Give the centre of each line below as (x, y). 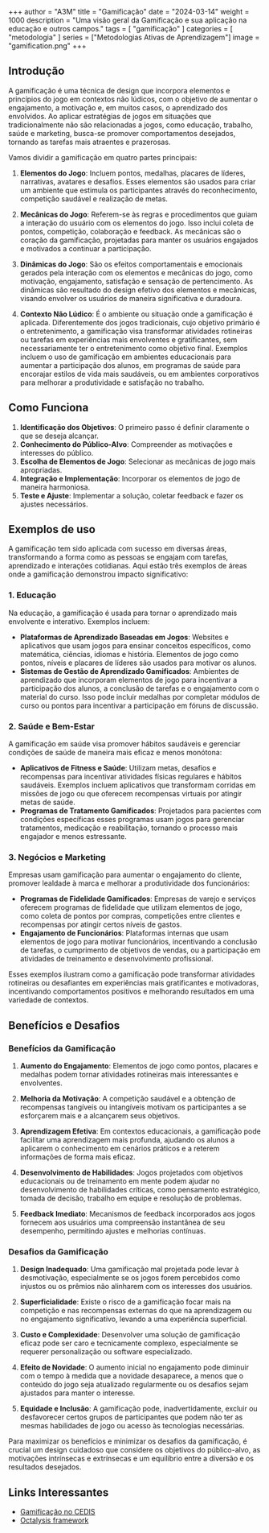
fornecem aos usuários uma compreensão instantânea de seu (122, 1222)
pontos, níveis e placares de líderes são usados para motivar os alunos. (138, 663)
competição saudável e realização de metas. (94, 198)
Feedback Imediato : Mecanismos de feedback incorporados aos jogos (137, 1214)
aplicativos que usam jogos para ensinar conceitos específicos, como (135, 645)
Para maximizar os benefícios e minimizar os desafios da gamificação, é (128, 1441)
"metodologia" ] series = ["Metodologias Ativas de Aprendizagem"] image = (134, 37)
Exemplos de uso (52, 529)
